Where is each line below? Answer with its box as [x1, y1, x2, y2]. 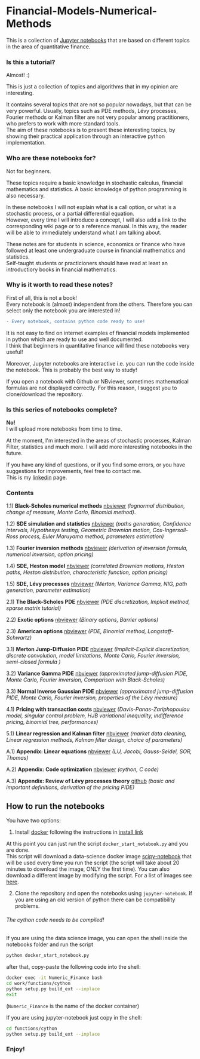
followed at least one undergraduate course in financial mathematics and [6, 247, 186, 254]
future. [6, 450, 23, 456]
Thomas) [6, 754, 29, 762]
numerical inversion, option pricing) [6, 551, 94, 558]
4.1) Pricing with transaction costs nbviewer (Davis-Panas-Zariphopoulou [6, 706, 190, 713]
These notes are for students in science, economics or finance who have [6, 240, 186, 247]
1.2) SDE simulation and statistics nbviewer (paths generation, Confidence [6, 520, 192, 527]
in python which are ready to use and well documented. [6, 336, 143, 343]
